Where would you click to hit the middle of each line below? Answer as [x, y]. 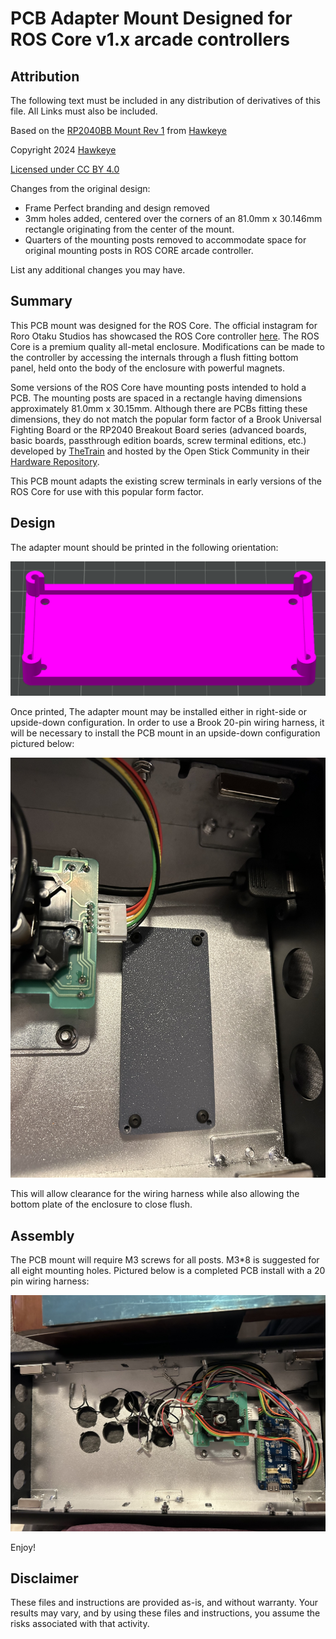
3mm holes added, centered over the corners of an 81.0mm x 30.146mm [173, 218]
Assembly [42, 1235]
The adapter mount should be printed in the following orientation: [144, 547]
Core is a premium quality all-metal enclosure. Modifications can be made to [167, 346]
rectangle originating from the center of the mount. [129, 229]
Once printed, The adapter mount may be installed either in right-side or [159, 712]
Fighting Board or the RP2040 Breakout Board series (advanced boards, [159, 429]
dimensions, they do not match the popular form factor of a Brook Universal [166, 419]
